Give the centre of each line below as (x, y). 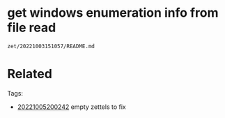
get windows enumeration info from (113, 13)
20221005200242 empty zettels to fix (72, 107)
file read (32, 28)
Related (30, 74)
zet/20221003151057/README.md (51, 46)
